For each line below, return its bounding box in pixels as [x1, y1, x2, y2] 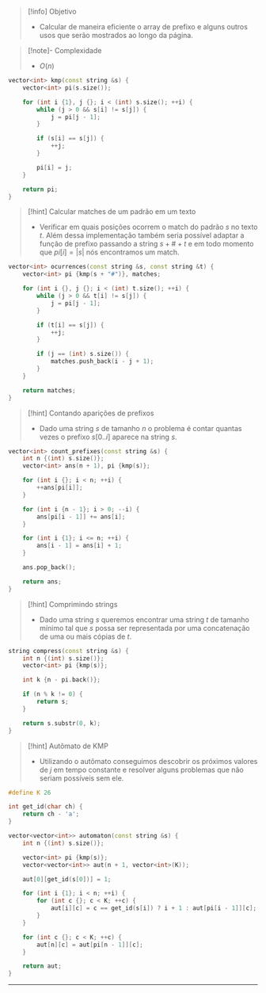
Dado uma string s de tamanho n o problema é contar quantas [39, 423, 243, 433]
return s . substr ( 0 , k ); [22, 719, 101, 728]
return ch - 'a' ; [22, 810, 80, 819]
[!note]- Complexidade [27, 46, 102, 55]
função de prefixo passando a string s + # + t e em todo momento [39, 239, 254, 249]
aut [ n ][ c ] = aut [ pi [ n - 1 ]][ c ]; [36, 941, 144, 949]
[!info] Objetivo [27, 7, 77, 16]
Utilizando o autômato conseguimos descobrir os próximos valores [39, 756, 258, 766]
